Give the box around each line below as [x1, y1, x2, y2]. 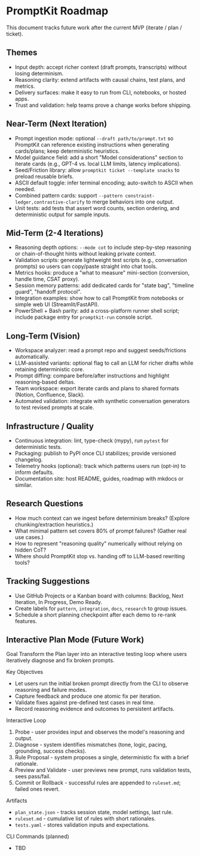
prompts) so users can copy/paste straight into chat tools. [14, 263, 158, 270]
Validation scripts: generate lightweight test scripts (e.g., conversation [14, 257, 187, 264]
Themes [6, 48, 38, 58]
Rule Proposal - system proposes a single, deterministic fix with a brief [14, 754, 189, 761]
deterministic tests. [14, 444, 63, 450]
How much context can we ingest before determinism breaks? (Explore [14, 515, 190, 522]
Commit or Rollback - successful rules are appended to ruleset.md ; [14, 779, 181, 786]
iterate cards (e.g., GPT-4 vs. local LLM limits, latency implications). [14, 160, 181, 167]
